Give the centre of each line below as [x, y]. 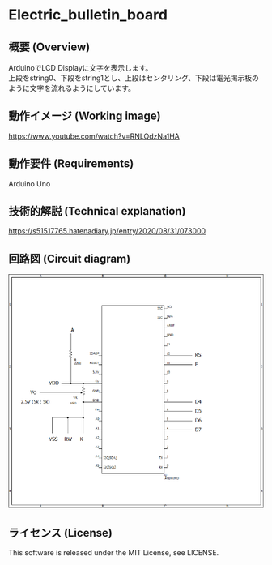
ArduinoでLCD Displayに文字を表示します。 [81, 68]
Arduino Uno [30, 183]
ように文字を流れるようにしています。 [72, 88]
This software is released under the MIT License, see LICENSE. [114, 553]
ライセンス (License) [61, 533]
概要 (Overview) [49, 47]
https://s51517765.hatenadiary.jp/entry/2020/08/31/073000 [107, 231]
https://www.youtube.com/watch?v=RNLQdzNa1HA [94, 136]
